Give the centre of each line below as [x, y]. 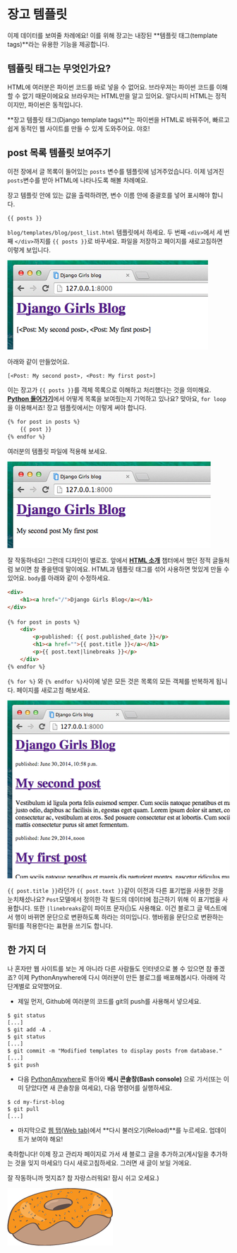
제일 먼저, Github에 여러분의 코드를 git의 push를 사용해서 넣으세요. [109, 1001]
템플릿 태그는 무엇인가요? [59, 69]
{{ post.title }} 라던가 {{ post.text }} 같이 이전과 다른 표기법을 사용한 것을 [116, 890]
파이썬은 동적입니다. [55, 105]
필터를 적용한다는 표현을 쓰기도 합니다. [60, 925]
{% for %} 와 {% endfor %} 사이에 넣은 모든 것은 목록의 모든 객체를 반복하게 [111, 681]
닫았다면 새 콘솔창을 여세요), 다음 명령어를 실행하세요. [99, 1088]
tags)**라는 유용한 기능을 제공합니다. [58, 44]
